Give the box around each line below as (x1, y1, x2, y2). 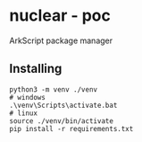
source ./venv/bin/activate (9, 116, 114, 126)
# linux (9, 109, 38, 118)
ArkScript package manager (9, 35, 113, 46)
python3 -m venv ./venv (9, 84, 98, 94)
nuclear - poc (9, 5, 112, 26)
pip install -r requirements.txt (9, 124, 134, 133)
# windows (9, 93, 46, 102)
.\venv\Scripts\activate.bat (9, 101, 118, 110)
